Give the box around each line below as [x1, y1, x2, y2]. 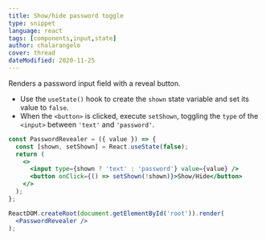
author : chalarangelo [8, 42, 81, 50]
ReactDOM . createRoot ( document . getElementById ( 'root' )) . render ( [8, 209, 225, 218]
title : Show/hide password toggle [8, 11, 125, 20]
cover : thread [8, 49, 56, 57]
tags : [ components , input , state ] [8, 34, 117, 43]
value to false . [19, 102, 69, 112]
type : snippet [8, 19, 56, 27]
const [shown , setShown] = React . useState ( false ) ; [15, 142, 189, 151]
